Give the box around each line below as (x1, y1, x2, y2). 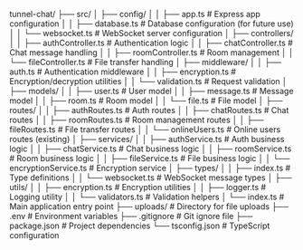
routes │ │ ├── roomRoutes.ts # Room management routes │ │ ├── (9, 114, 264, 125)
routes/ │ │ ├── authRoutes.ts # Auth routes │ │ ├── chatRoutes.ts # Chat (9, 105, 289, 115)
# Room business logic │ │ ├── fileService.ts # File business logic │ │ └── (9, 153, 290, 163)
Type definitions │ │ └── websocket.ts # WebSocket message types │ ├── (9, 172, 292, 183)
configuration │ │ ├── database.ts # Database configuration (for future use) (9, 18, 294, 29)
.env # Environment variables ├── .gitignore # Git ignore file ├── (9, 211, 253, 221)
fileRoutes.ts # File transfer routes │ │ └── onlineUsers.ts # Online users (9, 124, 281, 135)
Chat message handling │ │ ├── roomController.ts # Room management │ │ (9, 47, 294, 58)
